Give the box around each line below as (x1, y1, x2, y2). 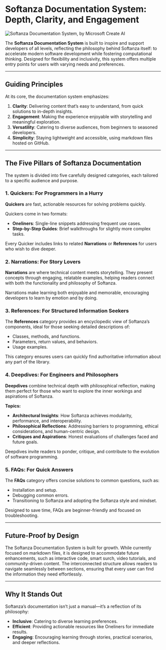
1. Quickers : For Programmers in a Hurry (5, 190, 103, 197)
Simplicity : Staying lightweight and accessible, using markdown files (12, 135, 153, 141)
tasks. (12, 231, 25, 237)
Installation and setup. (12, 487, 58, 493)
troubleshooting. (5, 512, 39, 518)
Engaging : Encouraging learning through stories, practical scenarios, (12, 634, 153, 640)
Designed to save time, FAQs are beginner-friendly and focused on (5, 507, 141, 513)
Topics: (5, 403, 21, 409)
